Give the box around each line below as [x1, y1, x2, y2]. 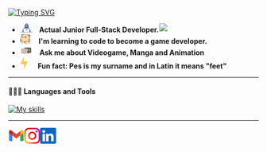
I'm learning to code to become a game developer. [38, 36, 208, 45]
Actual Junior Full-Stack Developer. [39, 25, 160, 35]
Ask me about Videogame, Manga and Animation [39, 48, 205, 57]
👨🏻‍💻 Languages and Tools [8, 87, 96, 96]
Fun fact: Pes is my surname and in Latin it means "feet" [37, 60, 227, 71]
